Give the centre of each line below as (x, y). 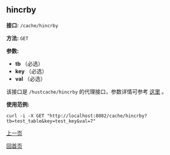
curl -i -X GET (25, 116)
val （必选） (30, 78)
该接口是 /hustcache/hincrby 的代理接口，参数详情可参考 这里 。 (87, 91)
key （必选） (31, 71)
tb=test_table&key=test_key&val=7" (51, 121)
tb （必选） (29, 63)
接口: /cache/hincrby (32, 25)
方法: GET (18, 38)
